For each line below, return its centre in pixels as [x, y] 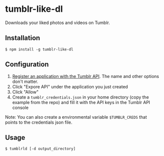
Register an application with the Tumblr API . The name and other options [86, 76]
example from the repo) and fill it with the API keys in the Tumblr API [81, 102]
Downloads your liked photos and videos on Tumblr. [58, 23]
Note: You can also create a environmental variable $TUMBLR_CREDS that [76, 117]
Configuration [27, 65]
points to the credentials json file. [39, 122]
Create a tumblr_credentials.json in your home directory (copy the [81, 97]
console [20, 107]
